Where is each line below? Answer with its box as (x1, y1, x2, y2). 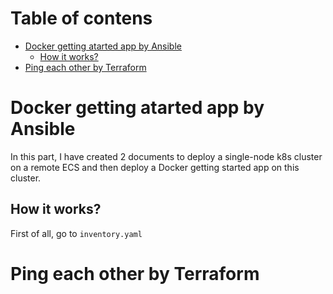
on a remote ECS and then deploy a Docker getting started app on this (10, 161, 300, 173)
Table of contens (10, 7, 153, 30)
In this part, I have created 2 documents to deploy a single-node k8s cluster (10, 150, 323, 162)
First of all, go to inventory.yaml (10, 227, 143, 239)
